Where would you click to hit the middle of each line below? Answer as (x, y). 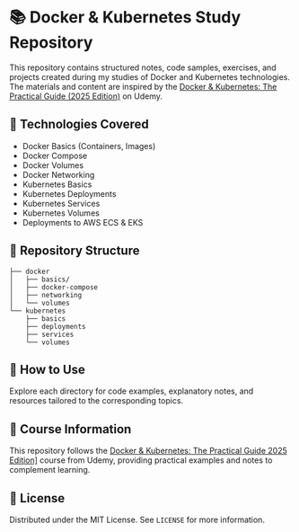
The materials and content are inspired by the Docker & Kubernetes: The (143, 86)
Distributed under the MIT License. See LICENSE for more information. (137, 519)
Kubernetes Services (61, 203)
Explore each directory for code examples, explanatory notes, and (132, 391)
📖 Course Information (70, 429)
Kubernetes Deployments (69, 193)
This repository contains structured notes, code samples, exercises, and (143, 67)
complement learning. (50, 470)
